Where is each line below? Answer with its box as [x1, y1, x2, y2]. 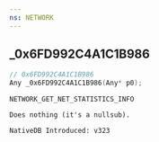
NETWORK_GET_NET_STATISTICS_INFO [9, 95, 135, 104]
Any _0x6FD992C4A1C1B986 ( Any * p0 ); [9, 78, 143, 88]
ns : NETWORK [9, 13, 54, 22]
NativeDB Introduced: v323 [9, 127, 110, 136]
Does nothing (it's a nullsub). [9, 111, 130, 120]
